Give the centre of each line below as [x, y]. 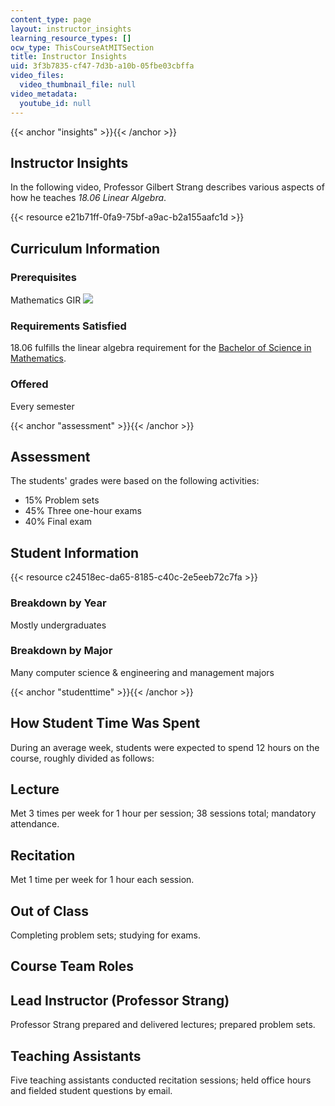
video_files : [37, 76]
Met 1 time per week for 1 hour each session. [102, 880]
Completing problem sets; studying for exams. [106, 935]
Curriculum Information [85, 248]
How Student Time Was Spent [105, 723]
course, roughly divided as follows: [82, 758]
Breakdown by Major [61, 651]
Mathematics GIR [46, 300]
